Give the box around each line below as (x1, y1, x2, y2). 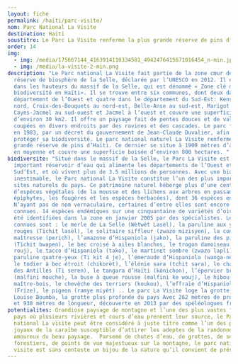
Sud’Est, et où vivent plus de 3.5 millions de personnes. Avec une (13, 168, 220, 176)
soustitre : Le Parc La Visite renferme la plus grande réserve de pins (7, 37, 223, 44)
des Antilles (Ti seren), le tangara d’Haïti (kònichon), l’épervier (13, 267, 223, 274)
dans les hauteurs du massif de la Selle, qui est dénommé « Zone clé (13, 83, 227, 90)
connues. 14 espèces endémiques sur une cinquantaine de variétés (13, 208, 214, 215)
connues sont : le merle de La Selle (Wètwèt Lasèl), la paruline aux (13, 221, 227, 228)
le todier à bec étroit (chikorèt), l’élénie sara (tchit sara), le (13, 261, 220, 268)
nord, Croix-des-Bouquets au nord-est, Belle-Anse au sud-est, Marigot (13, 103, 230, 110)
